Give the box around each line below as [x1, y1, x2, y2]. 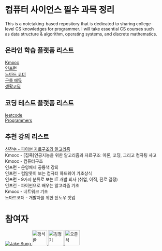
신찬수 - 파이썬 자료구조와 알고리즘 [5, 146, 71, 152]
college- [136, 20, 153, 27]
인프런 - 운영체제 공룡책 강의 [5, 164, 59, 170]
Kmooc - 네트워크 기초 [5, 188, 48, 194]
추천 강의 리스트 [5, 132, 49, 141]
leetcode [5, 112, 23, 118]
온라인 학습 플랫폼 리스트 [5, 47, 74, 55]
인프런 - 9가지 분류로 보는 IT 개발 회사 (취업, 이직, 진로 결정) [5, 176, 118, 182]
